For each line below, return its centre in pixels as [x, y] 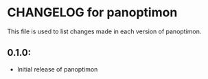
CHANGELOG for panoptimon [92, 13]
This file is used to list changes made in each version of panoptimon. [104, 31]
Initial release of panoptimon [57, 69]
